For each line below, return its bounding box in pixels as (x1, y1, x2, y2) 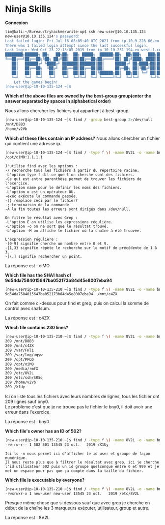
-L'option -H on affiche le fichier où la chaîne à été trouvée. (5, 228, 141, 233)
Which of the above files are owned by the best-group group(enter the (5, 93, 151, 99)
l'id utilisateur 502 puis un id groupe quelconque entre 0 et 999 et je (5, 464, 160, 469)
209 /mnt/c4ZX (5, 343, 34, 348)
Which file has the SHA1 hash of (5, 272, 72, 278)
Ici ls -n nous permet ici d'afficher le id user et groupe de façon (5, 451, 151, 456)
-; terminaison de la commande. (5, 202, 71, 207)
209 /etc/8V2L (5, 371, 34, 376)
